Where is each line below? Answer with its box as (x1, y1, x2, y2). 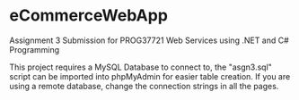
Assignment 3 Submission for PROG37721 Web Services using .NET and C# (9, 35, 289, 46)
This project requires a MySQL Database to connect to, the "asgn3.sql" (9, 62, 272, 72)
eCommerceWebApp (9, 5, 169, 26)
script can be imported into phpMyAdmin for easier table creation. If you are (9, 71, 291, 81)
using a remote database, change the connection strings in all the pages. (9, 80, 279, 91)
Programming (9, 44, 60, 54)
